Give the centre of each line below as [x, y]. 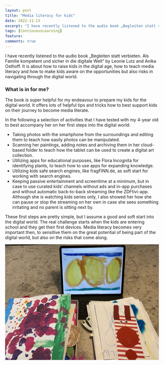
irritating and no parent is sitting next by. [53, 207]
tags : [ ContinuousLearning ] [34, 31]
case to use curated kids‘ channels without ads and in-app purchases [82, 186]
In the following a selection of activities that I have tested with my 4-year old [82, 120]
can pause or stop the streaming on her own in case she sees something [85, 202]
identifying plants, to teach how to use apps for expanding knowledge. [83, 166]
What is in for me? [27, 89]
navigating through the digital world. [41, 76]
